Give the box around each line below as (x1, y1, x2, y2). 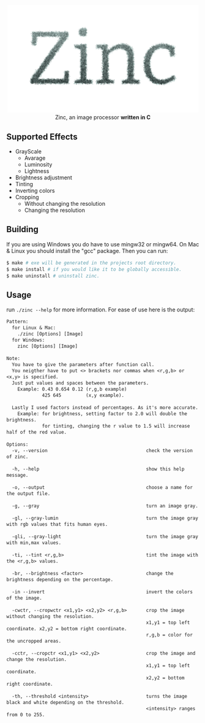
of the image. (6, 595, 43, 601)
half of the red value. (6, 429, 67, 436)
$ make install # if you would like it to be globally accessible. (6, 266, 182, 272)
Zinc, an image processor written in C (54, 114, 151, 121)
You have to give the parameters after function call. (12, 362, 155, 368)
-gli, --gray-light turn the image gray (12, 534, 199, 540)
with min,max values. (6, 540, 62, 546)
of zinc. (6, 454, 29, 460)
